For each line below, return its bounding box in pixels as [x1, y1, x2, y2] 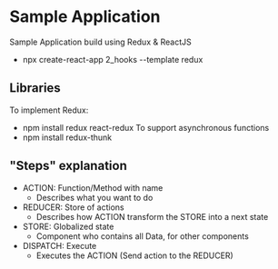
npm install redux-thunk [22, 132, 113, 143]
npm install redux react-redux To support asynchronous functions [22, 122, 270, 133]
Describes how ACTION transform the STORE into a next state [35, 211, 269, 222]
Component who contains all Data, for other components [35, 230, 250, 242]
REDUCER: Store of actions [22, 202, 124, 213]
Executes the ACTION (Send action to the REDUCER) [35, 250, 233, 261]
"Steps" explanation [9, 158, 127, 174]
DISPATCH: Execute [22, 240, 97, 251]
